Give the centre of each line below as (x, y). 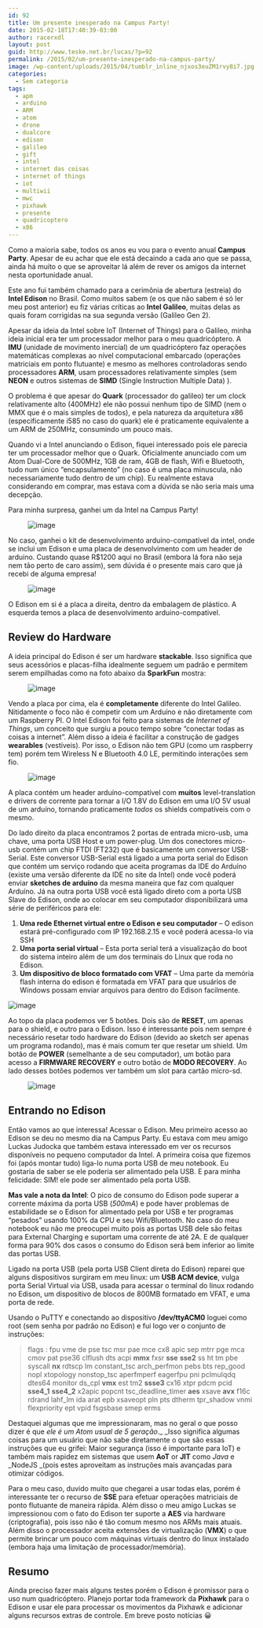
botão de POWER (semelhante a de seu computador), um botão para (120, 1054)
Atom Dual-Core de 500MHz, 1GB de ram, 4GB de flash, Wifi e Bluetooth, (126, 461)
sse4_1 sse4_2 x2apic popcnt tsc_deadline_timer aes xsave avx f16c (139, 1391)
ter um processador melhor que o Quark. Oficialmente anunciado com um (128, 453)
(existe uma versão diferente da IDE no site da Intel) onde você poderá (122, 875)
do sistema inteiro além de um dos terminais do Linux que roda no (126, 956)
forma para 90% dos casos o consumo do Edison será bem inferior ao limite (131, 1245)
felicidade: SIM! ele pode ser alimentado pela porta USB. (99, 1180)
